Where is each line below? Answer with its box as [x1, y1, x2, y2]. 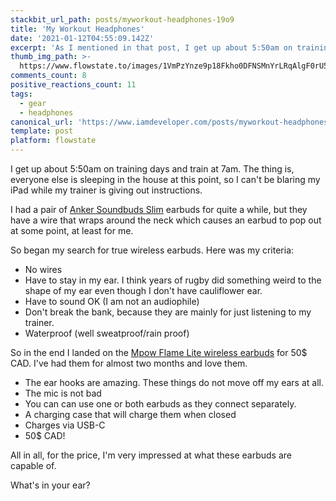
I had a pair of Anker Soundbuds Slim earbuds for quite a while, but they [10, 204, 308, 215]
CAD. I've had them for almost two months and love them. [10, 357, 248, 369]
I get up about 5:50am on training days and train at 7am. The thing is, [10, 163, 295, 175]
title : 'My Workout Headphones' [10, 24, 145, 34]
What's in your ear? [10, 479, 91, 491]
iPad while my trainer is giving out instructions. [10, 184, 203, 196]
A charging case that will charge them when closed [24, 409, 237, 420]
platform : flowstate [10, 136, 97, 146]
